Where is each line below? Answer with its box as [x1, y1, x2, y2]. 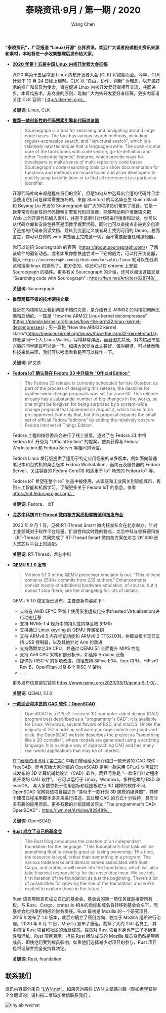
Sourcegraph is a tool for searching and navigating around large [24, 127, 155, 133]
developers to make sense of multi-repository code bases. [24, 159, 144, 165]
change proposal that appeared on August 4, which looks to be [24, 406, 153, 412]
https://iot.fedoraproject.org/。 [12, 490, 75, 496]
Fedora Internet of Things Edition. [24, 422, 93, 428]
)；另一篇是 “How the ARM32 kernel [42, 324, 116, 330]
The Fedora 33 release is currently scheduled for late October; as [24, 380, 158, 386]
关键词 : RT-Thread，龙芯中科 [12, 551, 72, 557]
